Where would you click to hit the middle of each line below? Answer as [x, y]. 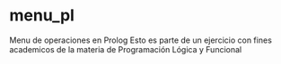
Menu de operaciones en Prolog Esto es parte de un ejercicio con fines [140, 40]
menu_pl [42, 16]
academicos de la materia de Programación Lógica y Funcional [126, 49]
